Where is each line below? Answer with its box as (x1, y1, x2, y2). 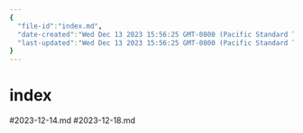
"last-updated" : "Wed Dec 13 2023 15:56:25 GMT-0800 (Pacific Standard (17, 38, 289, 48)
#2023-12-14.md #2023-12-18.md (9, 115, 136, 126)
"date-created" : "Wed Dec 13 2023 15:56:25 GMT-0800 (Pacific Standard (17, 30, 289, 39)
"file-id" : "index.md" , (17, 22, 103, 31)
